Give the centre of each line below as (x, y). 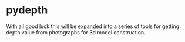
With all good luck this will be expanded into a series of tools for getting (93, 26)
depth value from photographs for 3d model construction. (76, 32)
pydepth (27, 10)
